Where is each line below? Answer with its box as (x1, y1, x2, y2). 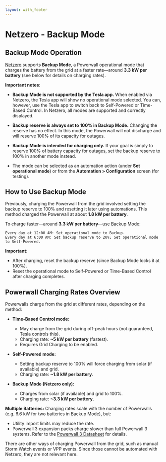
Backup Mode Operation (5, 48, 82, 57)
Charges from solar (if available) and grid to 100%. (19, 391, 123, 397)
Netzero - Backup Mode (5, 28, 105, 40)
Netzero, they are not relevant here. (5, 451, 78, 458)
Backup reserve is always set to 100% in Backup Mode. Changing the (12, 122, 158, 128)
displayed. (12, 112, 34, 118)
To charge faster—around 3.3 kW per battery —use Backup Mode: (5, 221, 141, 227)
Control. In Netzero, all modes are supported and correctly (26, 107, 146, 113)
